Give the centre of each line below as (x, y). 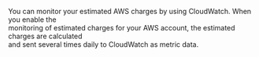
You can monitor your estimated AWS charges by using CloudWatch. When (130, 11)
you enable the (32, 20)
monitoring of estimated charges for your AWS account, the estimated (122, 28)
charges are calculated (45, 36)
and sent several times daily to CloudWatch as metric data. (104, 45)
